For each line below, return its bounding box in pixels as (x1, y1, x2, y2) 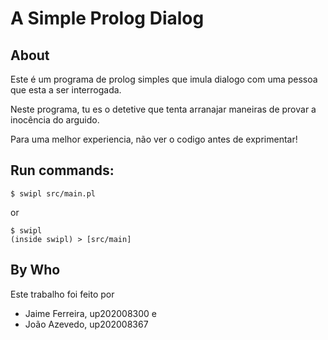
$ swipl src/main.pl (10, 188, 97, 199)
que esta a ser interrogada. (10, 84, 122, 96)
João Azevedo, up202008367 (24, 318, 149, 330)
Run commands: (10, 162, 115, 179)
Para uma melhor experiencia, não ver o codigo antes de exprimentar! (10, 133, 298, 145)
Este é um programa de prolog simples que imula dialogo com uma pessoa (10, 73, 318, 85)
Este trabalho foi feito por (10, 288, 115, 300)
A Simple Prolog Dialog (10, 7, 205, 30)
